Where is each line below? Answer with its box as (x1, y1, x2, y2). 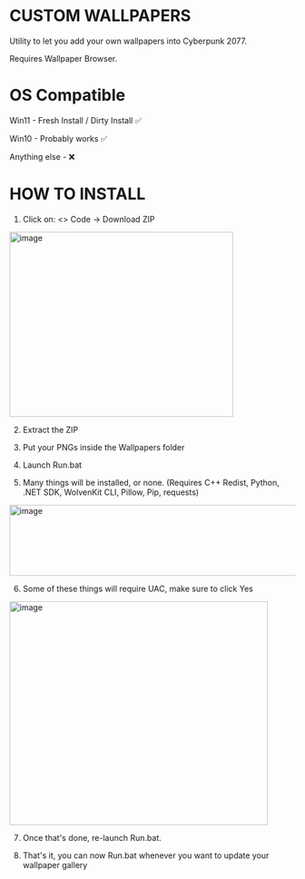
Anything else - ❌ (9, 151, 75, 162)
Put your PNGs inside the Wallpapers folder (22, 441, 185, 452)
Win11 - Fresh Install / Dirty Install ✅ (9, 114, 143, 125)
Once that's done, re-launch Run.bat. (22, 832, 162, 843)
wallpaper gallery (22, 859, 88, 870)
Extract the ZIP (22, 424, 79, 435)
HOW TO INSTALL (9, 183, 146, 204)
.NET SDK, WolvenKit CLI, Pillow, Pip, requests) (22, 487, 200, 498)
